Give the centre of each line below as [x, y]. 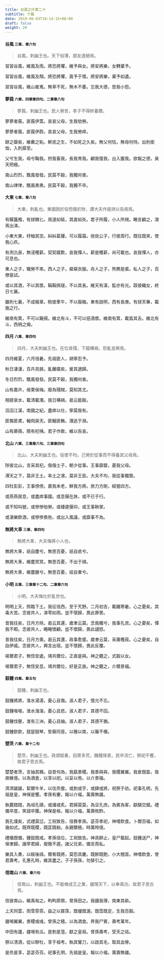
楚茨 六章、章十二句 [22, 744]
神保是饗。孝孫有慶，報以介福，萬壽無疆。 [65, 794]
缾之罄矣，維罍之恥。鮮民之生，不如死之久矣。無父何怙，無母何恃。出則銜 [80, 142]
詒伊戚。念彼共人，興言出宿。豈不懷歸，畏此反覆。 [56, 645]
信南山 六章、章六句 [23, 872]
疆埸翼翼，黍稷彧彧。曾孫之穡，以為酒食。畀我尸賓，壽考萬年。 [69, 921]
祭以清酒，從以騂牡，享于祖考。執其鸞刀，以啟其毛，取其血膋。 [69, 942]
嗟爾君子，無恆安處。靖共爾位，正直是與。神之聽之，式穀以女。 [69, 656]
